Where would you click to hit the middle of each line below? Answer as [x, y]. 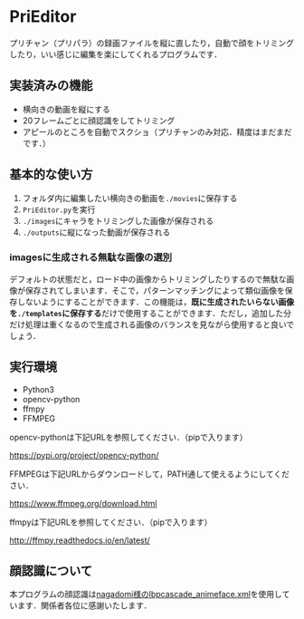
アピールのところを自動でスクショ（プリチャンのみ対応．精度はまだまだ [157, 131]
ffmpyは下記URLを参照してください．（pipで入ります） [111, 522]
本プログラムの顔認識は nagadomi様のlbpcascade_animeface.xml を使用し [146, 595]
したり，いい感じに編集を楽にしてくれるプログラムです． [116, 54]
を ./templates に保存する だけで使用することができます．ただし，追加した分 [151, 313]
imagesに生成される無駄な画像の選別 [91, 257]
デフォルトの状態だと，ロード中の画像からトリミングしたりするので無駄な [148, 279]
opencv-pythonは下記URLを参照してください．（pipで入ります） [128, 437]
